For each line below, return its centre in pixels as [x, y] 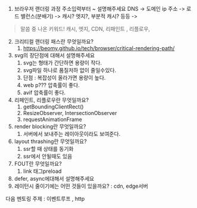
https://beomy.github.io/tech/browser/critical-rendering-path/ [99, 48]
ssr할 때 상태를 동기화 [48, 149]
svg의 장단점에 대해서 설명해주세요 [54, 55]
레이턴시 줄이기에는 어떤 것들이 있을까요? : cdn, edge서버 [81, 186]
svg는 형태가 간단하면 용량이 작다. [62, 63]
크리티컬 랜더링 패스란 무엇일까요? [54, 41]
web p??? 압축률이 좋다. [51, 85]
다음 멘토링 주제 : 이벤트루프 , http [45, 199]
